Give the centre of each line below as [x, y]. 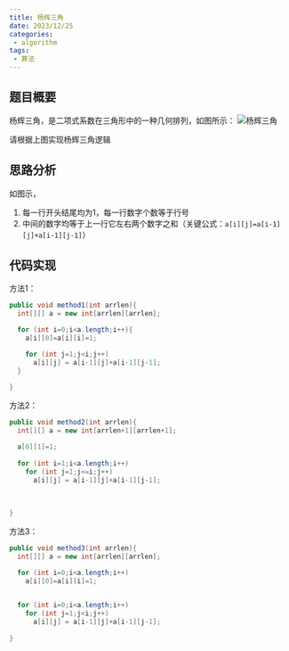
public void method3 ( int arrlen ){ [73, 548]
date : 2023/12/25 [41, 26]
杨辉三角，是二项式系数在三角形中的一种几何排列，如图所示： [122, 120]
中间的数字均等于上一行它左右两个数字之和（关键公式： [123, 223]
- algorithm [35, 42]
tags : [19, 51]
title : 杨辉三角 [36, 17]
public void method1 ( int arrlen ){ [73, 305]
